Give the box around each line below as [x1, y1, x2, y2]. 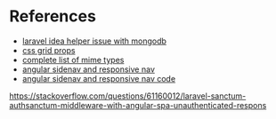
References [9, 6, 96, 27]
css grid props [21, 44, 76, 55]
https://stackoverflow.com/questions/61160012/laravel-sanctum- [9, 91, 247, 101]
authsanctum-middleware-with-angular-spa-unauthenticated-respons [9, 99, 267, 110]
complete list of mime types [21, 54, 125, 65]
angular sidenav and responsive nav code [21, 73, 176, 83]
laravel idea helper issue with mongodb [21, 36, 167, 46]
